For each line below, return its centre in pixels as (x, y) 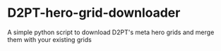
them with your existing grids (49, 39)
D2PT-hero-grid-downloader (94, 13)
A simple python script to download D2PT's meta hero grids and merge (111, 32)
